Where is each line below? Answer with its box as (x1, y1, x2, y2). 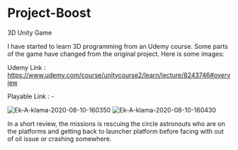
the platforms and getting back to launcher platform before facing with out (7, 127, 225, 135)
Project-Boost (7, 5, 91, 21)
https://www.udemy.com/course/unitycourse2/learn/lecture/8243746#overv (7, 71, 231, 79)
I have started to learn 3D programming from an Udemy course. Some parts (7, 42, 228, 50)
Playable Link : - (7, 92, 55, 100)
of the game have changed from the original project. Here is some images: (7, 50, 225, 58)
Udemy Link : (7, 63, 46, 71)
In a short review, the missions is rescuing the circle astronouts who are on (7, 119, 225, 128)
